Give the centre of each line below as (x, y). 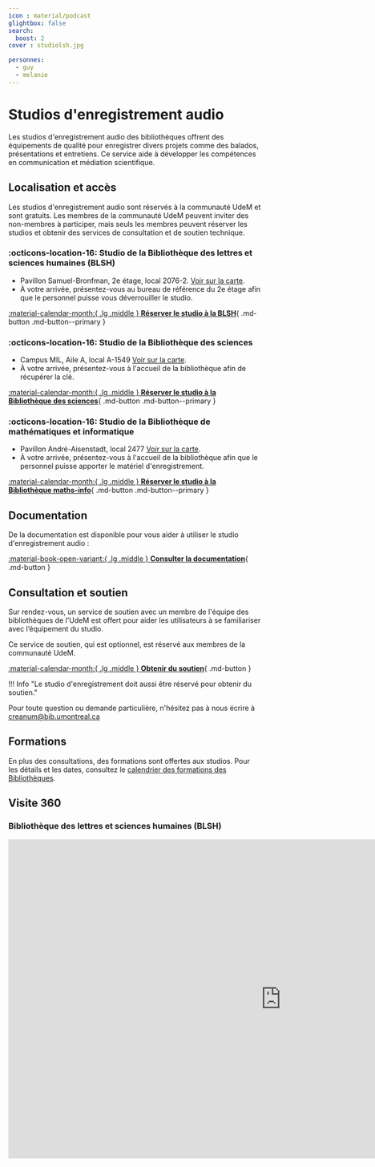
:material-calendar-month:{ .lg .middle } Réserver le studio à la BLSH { (124, 313)
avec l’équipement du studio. (56, 629)
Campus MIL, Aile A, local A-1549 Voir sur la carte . (103, 360)
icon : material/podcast (50, 16)
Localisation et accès (62, 188)
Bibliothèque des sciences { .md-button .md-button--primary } (112, 401)
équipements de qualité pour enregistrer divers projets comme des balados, (133, 145)
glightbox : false (37, 23)
